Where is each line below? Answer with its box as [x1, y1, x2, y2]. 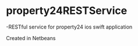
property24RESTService [6, 4, 128, 17]
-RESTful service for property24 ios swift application [6, 23, 133, 30]
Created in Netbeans [6, 34, 56, 41]
